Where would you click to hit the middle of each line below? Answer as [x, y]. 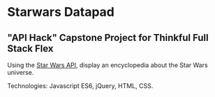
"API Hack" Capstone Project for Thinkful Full [108, 38]
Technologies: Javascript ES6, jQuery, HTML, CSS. [80, 86]
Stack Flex [30, 48]
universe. [21, 72]
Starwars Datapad [61, 12]
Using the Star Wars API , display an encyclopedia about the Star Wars [107, 65]
